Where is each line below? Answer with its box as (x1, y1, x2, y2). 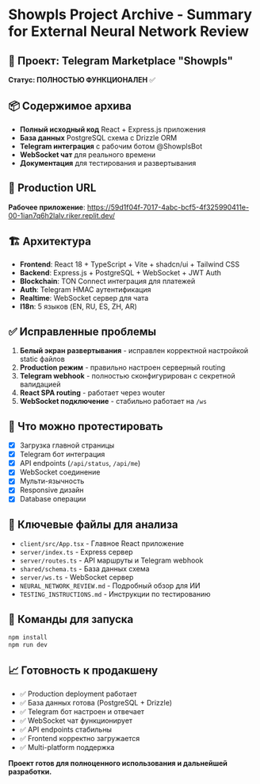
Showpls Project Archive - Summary (8, 6, 252, 24)
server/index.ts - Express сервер (19, 548, 133, 557)
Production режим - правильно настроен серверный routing (19, 363, 226, 372)
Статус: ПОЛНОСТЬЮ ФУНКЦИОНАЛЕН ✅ (8, 75, 156, 84)
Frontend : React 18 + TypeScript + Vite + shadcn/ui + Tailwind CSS (19, 259, 240, 269)
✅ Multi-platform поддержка (19, 742, 115, 751)
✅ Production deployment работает (19, 689, 137, 698)
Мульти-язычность (19, 476, 85, 486)
